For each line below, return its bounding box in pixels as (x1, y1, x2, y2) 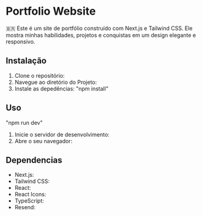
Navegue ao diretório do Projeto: (14, 78, 97, 86)
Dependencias (6, 155, 62, 165)
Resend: (14, 204, 36, 211)
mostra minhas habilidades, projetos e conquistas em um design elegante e (6, 31, 196, 39)
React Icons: (14, 191, 47, 198)
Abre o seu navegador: (14, 137, 73, 144)
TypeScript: (14, 197, 44, 204)
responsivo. (6, 38, 36, 45)
